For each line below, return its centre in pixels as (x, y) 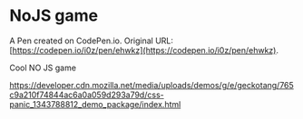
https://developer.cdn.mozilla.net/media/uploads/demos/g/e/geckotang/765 (152, 85)
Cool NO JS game (43, 68)
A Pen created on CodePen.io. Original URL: (92, 41)
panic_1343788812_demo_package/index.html (95, 104)
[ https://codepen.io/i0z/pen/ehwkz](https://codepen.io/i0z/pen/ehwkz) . (144, 50)
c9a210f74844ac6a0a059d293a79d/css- (87, 95)
